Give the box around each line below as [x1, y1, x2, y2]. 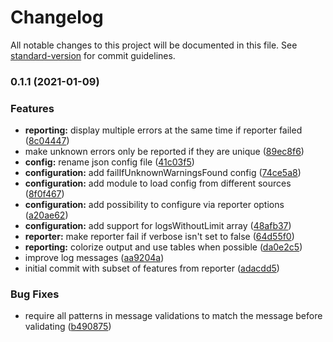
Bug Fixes [10, 287, 60, 301]
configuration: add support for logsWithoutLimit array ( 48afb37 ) [24, 220, 292, 232]
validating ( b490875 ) [24, 321, 112, 333]
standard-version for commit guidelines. [10, 49, 176, 61]
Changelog [10, 6, 104, 29]
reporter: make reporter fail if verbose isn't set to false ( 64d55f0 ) [24, 231, 295, 243]
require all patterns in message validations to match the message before [24, 310, 323, 322]
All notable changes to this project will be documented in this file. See [10, 39, 298, 51]
